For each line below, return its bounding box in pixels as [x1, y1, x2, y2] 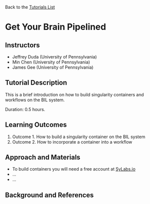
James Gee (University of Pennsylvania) [12, 64, 94, 70]
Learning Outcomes [5, 120, 67, 129]
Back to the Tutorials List [5, 4, 55, 10]
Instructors [5, 41, 40, 49]
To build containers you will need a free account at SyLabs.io [12, 166, 136, 172]
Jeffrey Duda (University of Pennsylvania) [12, 54, 97, 59]
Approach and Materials [5, 153, 81, 162]
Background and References [5, 191, 94, 199]
